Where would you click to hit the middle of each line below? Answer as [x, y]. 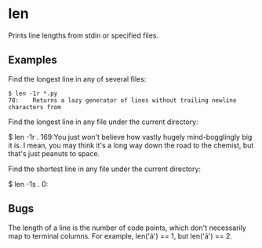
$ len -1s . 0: [28, 184]
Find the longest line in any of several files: [77, 78]
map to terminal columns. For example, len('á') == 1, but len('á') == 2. [120, 235]
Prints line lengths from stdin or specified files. [84, 35]
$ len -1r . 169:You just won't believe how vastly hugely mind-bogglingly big [130, 137]
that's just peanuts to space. [54, 153]
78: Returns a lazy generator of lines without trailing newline [122, 100]
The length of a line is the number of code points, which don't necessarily [127, 228]
